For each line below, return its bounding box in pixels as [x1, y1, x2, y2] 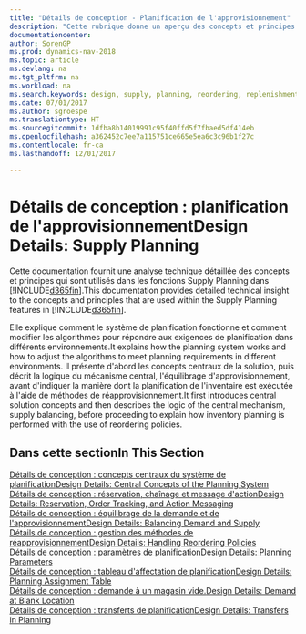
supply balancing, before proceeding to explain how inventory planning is [9, 409, 285, 420]
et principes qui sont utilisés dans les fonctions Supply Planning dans [9, 275, 270, 286]
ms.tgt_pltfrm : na [9, 73, 79, 82]
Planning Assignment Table [9, 576, 112, 587]
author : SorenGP [9, 38, 71, 48]
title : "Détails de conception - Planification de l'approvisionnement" [9, 13, 291, 23]
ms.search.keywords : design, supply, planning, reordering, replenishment [9, 89, 300, 99]
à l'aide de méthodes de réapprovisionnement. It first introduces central [9, 390, 277, 400]
